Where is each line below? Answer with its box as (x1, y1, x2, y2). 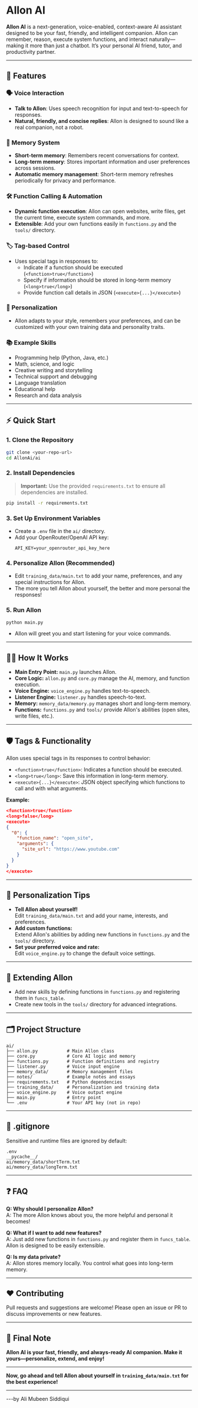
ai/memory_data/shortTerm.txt (6, 1159, 81, 1165)
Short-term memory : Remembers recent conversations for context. (14, 151, 180, 159)
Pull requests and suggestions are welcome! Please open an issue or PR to (6, 1304, 187, 1311)
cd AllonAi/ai (6, 455, 41, 461)
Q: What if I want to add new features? (6, 1229, 102, 1236)
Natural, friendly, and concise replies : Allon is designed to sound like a (14, 117, 189, 124)
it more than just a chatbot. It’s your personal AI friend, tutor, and (25, 42, 182, 49)
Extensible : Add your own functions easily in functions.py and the (14, 220, 177, 228)
